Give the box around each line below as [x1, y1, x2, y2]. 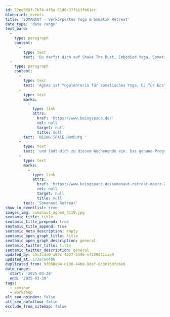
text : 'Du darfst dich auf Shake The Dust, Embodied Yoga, [23, 54, 151, 60]
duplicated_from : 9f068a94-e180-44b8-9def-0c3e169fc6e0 [5, 262, 125, 267]
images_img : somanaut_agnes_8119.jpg [5, 210, 85, 215]
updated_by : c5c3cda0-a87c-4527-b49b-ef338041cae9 [5, 252, 114, 257]
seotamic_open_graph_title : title [5, 233, 78, 239]
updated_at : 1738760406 [5, 257, 56, 262]
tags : [5, 281, 17, 286]
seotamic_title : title [5, 215, 53, 220]
